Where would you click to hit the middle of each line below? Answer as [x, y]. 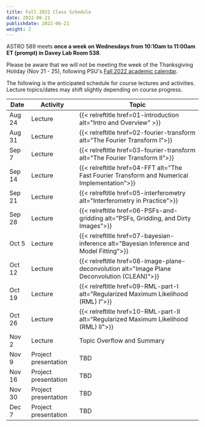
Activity [52, 105]
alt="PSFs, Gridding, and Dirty [148, 218]
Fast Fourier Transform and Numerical [134, 176]
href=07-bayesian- [146, 236]
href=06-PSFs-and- [147, 210]
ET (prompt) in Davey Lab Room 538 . [54, 53]
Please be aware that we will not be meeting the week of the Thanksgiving [100, 65]
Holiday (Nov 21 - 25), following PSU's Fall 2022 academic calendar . [92, 72]
